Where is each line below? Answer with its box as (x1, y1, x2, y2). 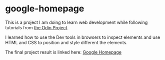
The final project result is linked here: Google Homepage (5, 49, 121, 55)
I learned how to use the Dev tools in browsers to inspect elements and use (5, 34, 160, 40)
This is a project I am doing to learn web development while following (5, 19, 148, 25)
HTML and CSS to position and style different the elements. (5, 39, 127, 45)
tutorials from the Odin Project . (5, 24, 69, 30)
